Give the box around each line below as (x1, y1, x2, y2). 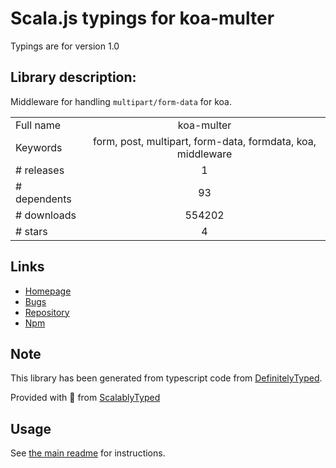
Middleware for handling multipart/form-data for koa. (10, 95, 233, 107)
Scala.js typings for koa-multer (10, 7, 275, 30)
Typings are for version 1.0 (10, 40, 120, 52)
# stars (15, 224, 48, 238)
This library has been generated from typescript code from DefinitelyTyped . (10, 372, 323, 384)
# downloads (15, 208, 77, 222)
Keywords (15, 140, 63, 154)
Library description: (10, 69, 137, 86)
